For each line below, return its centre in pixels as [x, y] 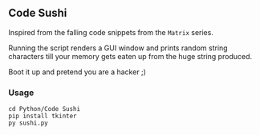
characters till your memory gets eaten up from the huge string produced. [130, 56]
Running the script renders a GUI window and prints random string [118, 48]
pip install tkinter [43, 116]
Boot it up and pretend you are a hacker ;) [77, 72]
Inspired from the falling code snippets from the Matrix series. [111, 32]
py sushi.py [28, 123]
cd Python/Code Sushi [45, 109]
